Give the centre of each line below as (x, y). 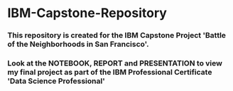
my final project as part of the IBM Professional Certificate (110, 73)
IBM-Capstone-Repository (87, 13)
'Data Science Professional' (56, 81)
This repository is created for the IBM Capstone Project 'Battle (116, 36)
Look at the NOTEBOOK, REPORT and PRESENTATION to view (115, 63)
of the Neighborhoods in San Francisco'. (78, 44)
